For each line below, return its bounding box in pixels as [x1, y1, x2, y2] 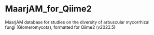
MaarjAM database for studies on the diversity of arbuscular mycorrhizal [5, 19, 150, 25]
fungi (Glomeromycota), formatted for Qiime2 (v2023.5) [5, 24, 116, 30]
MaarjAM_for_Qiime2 [5, 3, 92, 14]
